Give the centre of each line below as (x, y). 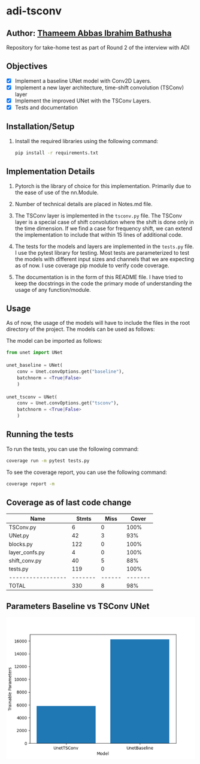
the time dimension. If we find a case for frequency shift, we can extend (104, 228)
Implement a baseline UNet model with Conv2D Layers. (83, 81)
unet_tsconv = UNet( (32, 397)
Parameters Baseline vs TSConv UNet (78, 606)
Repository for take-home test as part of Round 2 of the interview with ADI (98, 47)
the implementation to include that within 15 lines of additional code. (99, 234)
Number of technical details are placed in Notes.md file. (84, 204)
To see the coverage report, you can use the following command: (87, 472)
